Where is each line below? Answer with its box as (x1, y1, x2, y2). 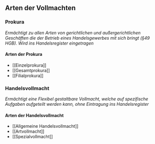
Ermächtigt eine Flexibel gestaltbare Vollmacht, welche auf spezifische (5, 96, 148, 102)
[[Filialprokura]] (12, 72, 44, 78)
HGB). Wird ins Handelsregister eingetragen (5, 40, 94, 46)
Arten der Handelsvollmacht (5, 112, 64, 118)
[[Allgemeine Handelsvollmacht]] (12, 123, 79, 129)
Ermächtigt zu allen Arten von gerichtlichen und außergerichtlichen (5, 29, 141, 36)
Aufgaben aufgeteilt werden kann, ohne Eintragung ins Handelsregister (5, 101, 149, 107)
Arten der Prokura (5, 51, 43, 57)
